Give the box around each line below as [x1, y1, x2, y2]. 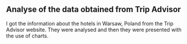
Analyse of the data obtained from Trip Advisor [6, 5, 181, 14]
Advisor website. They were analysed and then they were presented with [6, 26, 182, 33]
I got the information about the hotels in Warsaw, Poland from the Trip [6, 20, 174, 27]
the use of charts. [6, 32, 49, 39]
